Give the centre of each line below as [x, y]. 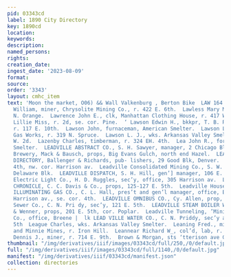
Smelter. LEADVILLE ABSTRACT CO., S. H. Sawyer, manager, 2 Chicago [115, 148]
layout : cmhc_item [33, 97]
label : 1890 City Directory [47, 20]
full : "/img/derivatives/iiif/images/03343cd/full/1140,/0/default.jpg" [113, 250]
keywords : [21, 39]
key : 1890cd [24, 26]
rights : [18, 58]
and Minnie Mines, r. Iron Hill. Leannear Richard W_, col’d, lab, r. [118, 231]
